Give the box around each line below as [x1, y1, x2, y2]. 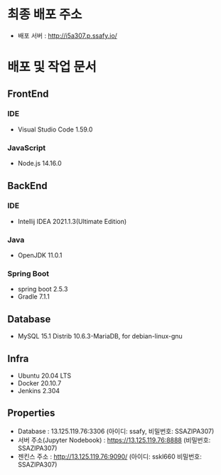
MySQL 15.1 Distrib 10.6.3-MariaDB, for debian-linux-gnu [17, 332, 183, 341]
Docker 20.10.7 [17, 379, 62, 388]
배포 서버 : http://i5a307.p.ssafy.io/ [17, 31, 117, 40]
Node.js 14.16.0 [17, 159, 62, 168]
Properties [7, 407, 55, 420]
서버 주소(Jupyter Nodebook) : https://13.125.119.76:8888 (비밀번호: [17, 435, 211, 444]
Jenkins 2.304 [17, 387, 60, 395]
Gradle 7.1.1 [17, 292, 50, 301]
